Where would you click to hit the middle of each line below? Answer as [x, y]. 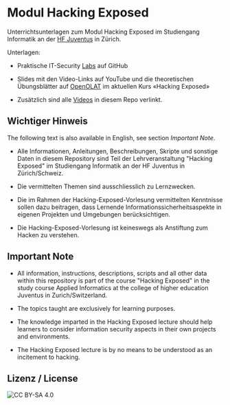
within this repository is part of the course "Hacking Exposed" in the [113, 281]
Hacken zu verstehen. [48, 234]
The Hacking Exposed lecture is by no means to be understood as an [115, 349]
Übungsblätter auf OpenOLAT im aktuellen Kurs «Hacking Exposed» [113, 86]
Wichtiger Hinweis [47, 121]
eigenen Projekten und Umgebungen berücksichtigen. [93, 214]
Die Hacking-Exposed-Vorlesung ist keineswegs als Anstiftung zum [112, 228]
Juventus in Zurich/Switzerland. [62, 295]
